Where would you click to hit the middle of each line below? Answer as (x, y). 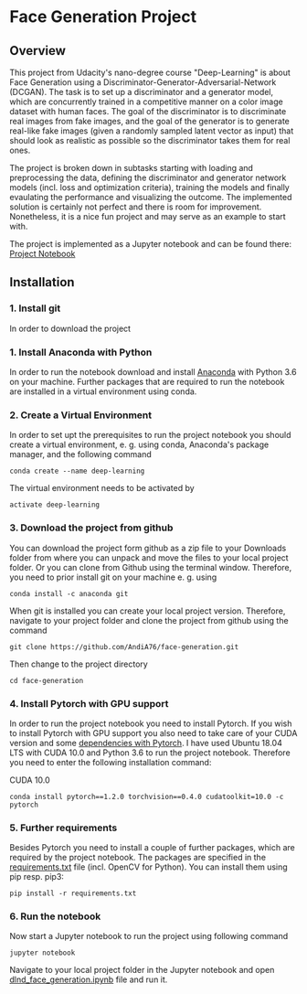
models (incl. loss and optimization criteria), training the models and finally (149, 187)
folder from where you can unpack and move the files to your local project (149, 557)
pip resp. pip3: (37, 877)
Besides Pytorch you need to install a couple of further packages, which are (152, 848)
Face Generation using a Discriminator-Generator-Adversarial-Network (143, 82)
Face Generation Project (103, 17)
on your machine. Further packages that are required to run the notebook (147, 381)
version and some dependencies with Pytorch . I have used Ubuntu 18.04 (146, 743)
